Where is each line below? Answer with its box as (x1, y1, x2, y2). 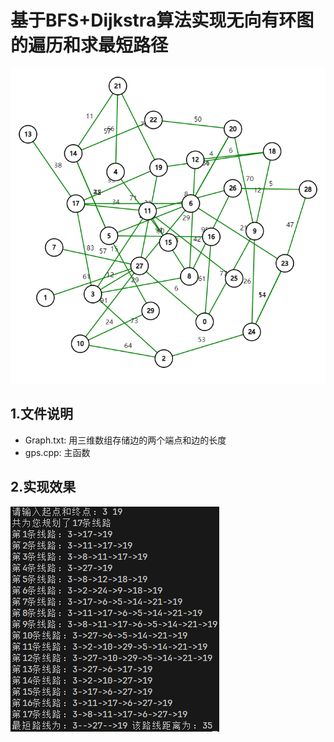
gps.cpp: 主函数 (24, 446, 91, 458)
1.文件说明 (10, 406, 74, 423)
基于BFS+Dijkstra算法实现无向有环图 (10, 9, 315, 32)
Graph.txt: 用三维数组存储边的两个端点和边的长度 (24, 434, 227, 446)
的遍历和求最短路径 (10, 34, 169, 57)
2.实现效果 (10, 479, 77, 496)
